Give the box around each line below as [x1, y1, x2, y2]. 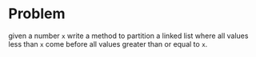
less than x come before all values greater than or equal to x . [8, 39, 208, 48]
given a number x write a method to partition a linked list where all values [8, 31, 249, 40]
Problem [8, 5, 66, 23]
